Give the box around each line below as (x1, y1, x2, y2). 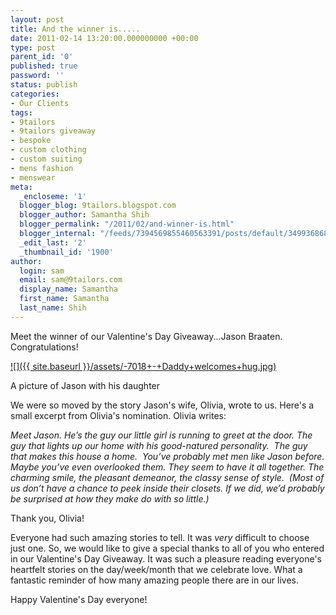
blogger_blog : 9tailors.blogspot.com (19, 201, 177, 211)
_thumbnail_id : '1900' (19, 247, 114, 257)
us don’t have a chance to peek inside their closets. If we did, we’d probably (10, 482, 325, 494)
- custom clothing (10, 145, 87, 155)
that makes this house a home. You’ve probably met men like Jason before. (10, 450, 325, 462)
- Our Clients (10, 98, 70, 108)
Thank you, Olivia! (10, 512, 85, 524)
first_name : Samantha (19, 294, 110, 304)
